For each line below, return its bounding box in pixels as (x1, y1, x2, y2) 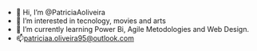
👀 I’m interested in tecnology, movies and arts (15, 16, 166, 25)
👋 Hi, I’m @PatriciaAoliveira (15, 8, 106, 17)
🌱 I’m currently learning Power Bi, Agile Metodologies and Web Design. (15, 25, 250, 33)
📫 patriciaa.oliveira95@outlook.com (15, 33, 134, 43)
